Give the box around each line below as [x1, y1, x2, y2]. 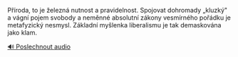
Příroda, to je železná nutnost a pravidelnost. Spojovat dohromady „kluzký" [7, 6, 228, 14]
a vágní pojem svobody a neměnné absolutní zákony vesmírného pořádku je [7, 13, 232, 22]
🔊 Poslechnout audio [7, 42, 71, 51]
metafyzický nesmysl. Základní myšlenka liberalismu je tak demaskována [7, 21, 222, 29]
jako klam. [7, 28, 38, 37]
